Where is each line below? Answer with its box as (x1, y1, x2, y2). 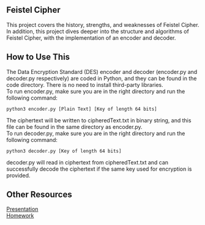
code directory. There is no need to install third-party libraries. (6, 81, 163, 88)
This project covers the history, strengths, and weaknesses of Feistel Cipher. (6, 21, 199, 28)
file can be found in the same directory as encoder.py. (6, 123, 143, 130)
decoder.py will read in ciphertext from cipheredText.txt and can (6, 158, 169, 166)
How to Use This (6, 52, 70, 62)
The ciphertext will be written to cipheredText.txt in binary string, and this (6, 116, 192, 124)
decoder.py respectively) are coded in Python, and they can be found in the (6, 75, 197, 82)
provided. (6, 171, 31, 179)
